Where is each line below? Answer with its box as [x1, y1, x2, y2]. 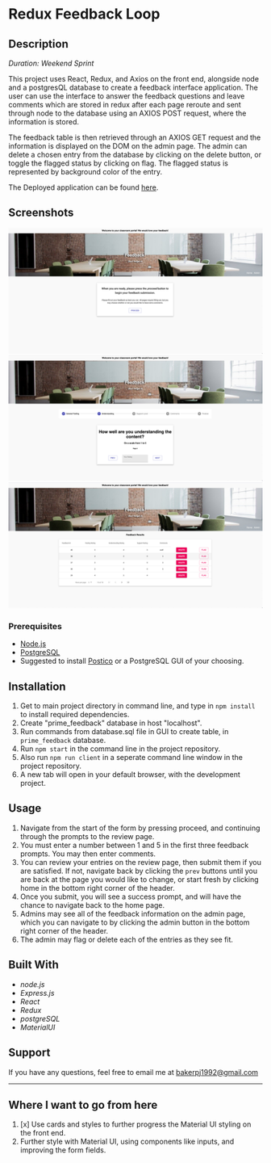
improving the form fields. [19, 1145, 106, 1155]
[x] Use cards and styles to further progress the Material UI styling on [19, 1119, 252, 1129]
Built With [8, 958, 59, 972]
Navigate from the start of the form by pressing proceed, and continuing [19, 823, 261, 833]
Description [8, 37, 69, 51]
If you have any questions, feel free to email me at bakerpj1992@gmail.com [8, 1067, 259, 1077]
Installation [8, 679, 66, 693]
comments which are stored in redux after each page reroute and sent [8, 100, 242, 109]
